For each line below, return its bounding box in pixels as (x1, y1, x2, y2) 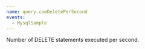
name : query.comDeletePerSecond (6, 8, 88, 15)
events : (6, 14, 26, 20)
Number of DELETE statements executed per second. (6, 36, 140, 44)
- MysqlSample (11, 20, 47, 26)
